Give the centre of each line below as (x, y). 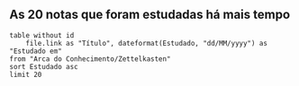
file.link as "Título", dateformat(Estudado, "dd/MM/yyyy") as (147, 43)
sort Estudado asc (44, 66)
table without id (42, 35)
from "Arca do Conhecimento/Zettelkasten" (90, 59)
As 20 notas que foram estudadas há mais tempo (150, 15)
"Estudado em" (36, 51)
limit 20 (26, 74)
